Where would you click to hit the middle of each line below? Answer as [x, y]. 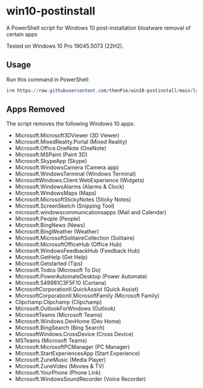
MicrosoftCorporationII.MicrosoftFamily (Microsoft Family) [87, 296]
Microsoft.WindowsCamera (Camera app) [67, 168]
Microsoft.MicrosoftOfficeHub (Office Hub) [68, 244]
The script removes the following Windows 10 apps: [70, 124]
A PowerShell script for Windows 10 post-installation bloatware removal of [99, 28]
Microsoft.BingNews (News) [50, 225]
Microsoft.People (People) [47, 219]
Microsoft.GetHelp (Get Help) [51, 257]
